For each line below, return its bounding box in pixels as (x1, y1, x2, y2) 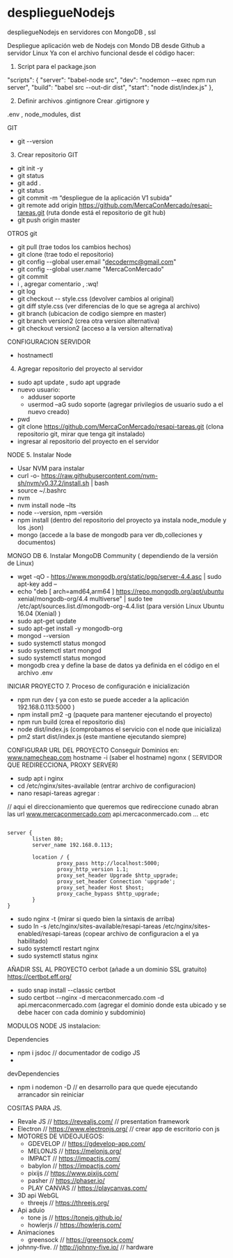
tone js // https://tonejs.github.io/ (27, 1213, 122, 1222)
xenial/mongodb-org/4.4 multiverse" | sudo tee (17, 594, 153, 603)
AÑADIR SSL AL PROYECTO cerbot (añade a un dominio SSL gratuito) (7, 965, 207, 973)
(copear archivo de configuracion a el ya (82, 929, 200, 937)
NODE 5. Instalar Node (7, 450, 72, 459)
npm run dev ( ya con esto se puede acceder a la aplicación (17, 695, 189, 703)
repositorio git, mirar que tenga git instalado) (17, 429, 145, 438)
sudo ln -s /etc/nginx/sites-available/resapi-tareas (17, 922, 161, 930)
